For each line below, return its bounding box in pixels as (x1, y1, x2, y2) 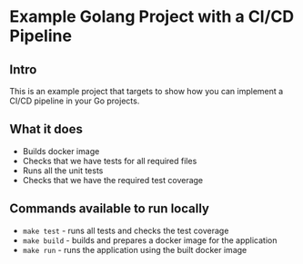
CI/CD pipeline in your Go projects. (9, 95, 140, 106)
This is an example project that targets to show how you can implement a (9, 86, 284, 96)
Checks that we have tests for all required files (22, 155, 197, 166)
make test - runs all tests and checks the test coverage (22, 225, 229, 236)
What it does (9, 122, 84, 137)
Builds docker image (22, 145, 100, 156)
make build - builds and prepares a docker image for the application (22, 234, 278, 246)
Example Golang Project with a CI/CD (9, 6, 295, 27)
